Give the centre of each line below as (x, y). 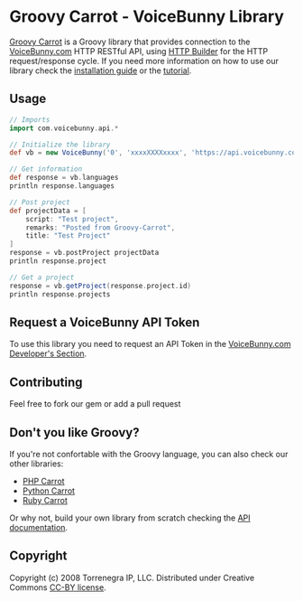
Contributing (46, 382)
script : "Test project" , (72, 219)
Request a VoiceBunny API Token (105, 322)
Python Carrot (48, 491)
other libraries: (37, 464)
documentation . (39, 527)
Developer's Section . (48, 353)
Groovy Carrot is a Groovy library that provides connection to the (130, 42)
